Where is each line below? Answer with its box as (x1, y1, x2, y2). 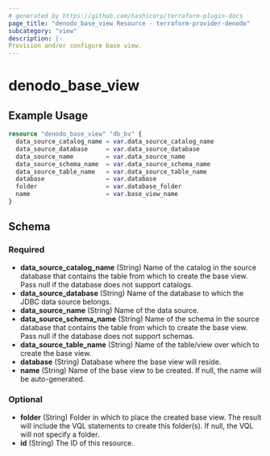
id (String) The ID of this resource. (19, 437, 135, 448)
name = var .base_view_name (15, 190, 179, 199)
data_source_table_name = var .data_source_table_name (15, 167, 207, 176)
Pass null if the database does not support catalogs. (19, 279, 193, 289)
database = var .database (15, 175, 157, 183)
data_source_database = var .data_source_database (15, 144, 200, 153)
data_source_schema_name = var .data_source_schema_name (15, 160, 211, 168)
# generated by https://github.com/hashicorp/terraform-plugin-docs (8, 11, 243, 20)
